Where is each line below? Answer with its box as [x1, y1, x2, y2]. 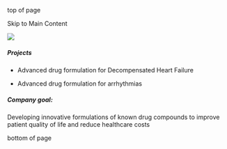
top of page [7, 6, 41, 14]
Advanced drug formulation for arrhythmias [17, 79, 143, 88]
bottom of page [7, 134, 52, 142]
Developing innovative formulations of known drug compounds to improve [7, 113, 220, 121]
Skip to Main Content [7, 19, 68, 27]
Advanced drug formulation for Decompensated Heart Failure [17, 65, 194, 74]
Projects [7, 48, 33, 56]
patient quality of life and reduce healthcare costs [7, 120, 150, 128]
